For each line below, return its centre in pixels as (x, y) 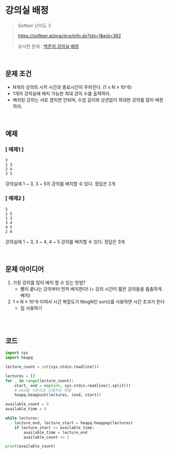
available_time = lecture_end (55, 432)
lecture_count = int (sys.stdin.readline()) (52, 367)
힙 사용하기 (31, 308)
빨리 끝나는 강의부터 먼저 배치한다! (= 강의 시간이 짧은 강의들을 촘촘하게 (91, 289)
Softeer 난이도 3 (34, 26)
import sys (17, 353)
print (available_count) (31, 446)
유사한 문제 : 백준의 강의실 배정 (48, 46)
